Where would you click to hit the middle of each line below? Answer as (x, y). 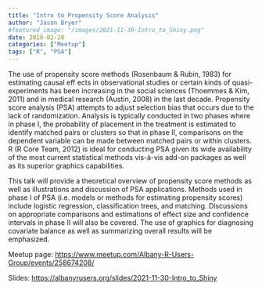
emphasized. (29, 239)
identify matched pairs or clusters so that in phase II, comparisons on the (126, 132)
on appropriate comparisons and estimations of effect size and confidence (128, 214)
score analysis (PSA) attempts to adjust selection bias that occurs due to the (131, 107)
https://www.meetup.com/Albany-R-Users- (124, 254)
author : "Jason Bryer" (45, 23)
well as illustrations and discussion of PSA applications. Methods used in (125, 189)
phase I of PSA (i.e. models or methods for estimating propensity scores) (126, 198)
